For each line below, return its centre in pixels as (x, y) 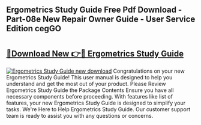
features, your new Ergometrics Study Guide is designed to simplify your (96, 103)
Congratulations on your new (149, 71)
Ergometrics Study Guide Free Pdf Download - (94, 10)
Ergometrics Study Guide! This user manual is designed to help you (89, 77)
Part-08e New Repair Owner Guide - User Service (101, 20)
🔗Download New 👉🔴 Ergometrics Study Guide (95, 53)
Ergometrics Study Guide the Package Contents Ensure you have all (90, 90)
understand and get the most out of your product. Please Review (86, 84)
